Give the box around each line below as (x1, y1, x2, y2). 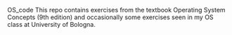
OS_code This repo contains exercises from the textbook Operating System (7, 6, 226, 14)
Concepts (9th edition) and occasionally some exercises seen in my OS (7, 13, 214, 21)
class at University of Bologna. (7, 21, 96, 28)
